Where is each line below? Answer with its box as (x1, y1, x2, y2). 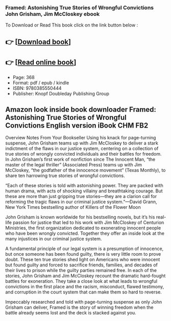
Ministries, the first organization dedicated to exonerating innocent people (5, 225, 161, 231)
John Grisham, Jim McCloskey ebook (5, 10, 100, 17)
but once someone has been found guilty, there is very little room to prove (5, 251, 161, 257)
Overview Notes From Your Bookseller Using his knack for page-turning (5, 135, 156, 141)
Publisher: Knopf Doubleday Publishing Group (12, 90, 110, 96)
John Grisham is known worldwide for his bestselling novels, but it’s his (5, 214, 155, 220)
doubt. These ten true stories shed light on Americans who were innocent (5, 257, 160, 263)
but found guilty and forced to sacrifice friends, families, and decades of (5, 262, 158, 268)
